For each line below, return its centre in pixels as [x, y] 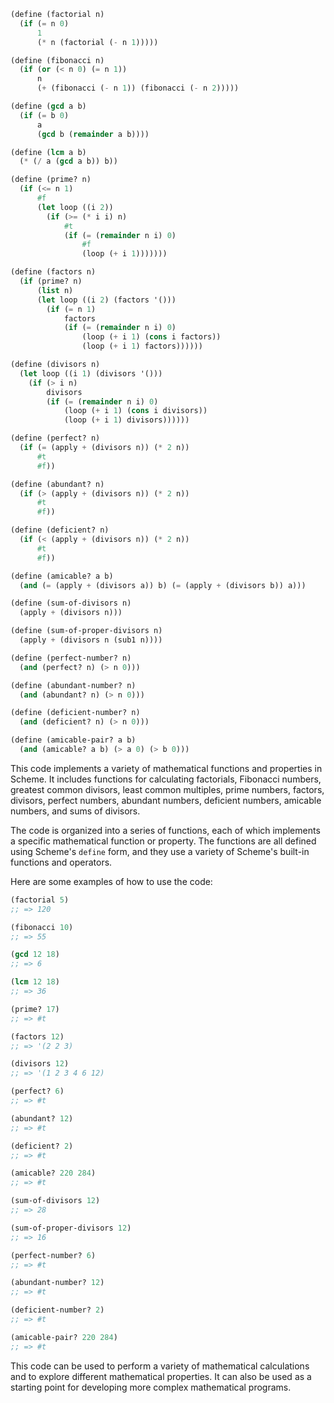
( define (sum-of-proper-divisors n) [86, 631]
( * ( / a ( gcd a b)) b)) [68, 161]
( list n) [55, 290]
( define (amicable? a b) [62, 576]
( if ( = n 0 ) [44, 23]
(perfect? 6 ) [37, 1091]
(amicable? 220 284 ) [53, 1173]
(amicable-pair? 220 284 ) [64, 1337]
